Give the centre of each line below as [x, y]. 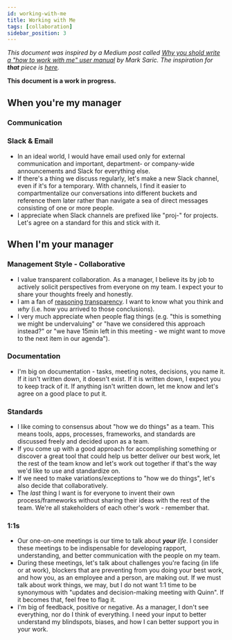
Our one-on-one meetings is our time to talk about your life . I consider [117, 541]
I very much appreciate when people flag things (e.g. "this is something [119, 316]
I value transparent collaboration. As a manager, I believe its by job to [116, 279]
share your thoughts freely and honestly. [75, 294]
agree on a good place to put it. [62, 394]
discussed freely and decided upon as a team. [83, 441]
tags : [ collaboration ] [40, 26]
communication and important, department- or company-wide [106, 163]
